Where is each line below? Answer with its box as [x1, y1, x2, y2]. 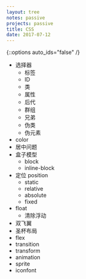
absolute [24, 191, 47, 199]
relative [24, 185, 44, 193]
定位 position [15, 172, 49, 179]
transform [15, 247, 41, 254]
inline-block [24, 164, 55, 172]
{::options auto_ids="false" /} [6, 48, 80, 56]
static [24, 178, 39, 186]
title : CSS [6, 26, 34, 32]
